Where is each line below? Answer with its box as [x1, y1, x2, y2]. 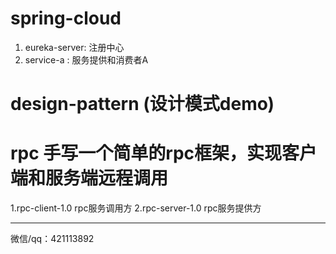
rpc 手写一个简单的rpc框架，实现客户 [10, 142, 318, 165]
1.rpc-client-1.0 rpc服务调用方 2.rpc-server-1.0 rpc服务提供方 [10, 202, 262, 214]
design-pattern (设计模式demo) [10, 93, 275, 116]
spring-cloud [10, 7, 122, 30]
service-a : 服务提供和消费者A [24, 53, 149, 66]
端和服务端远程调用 [10, 167, 169, 190]
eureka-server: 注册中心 [24, 41, 125, 53]
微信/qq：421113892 [10, 233, 95, 245]
